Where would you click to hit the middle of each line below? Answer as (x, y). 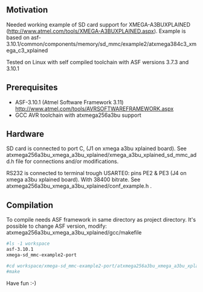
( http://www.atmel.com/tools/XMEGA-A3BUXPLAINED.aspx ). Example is (96, 31)
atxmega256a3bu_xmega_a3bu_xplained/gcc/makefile (74, 233)
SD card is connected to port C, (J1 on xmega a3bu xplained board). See (97, 148)
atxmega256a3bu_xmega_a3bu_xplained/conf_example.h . (79, 186)
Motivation (27, 10)
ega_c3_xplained (27, 50)
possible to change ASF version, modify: (57, 226)
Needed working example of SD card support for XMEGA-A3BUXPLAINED (98, 24)
